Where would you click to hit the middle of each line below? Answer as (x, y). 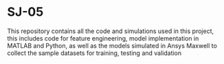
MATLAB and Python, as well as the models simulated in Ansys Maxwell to (112, 45)
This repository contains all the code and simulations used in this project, (111, 31)
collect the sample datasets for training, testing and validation (94, 53)
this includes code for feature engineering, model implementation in (103, 38)
